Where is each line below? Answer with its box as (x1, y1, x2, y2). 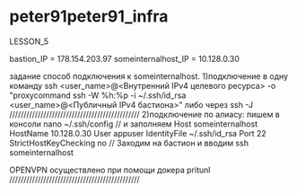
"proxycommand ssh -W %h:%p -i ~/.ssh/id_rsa (9, 90, 187, 101)
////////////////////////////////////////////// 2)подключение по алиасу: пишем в (9, 109, 281, 119)
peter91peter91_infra (9, 6, 169, 27)
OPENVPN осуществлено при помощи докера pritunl (9, 164, 211, 175)
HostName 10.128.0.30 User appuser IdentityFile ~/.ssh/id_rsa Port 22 (9, 127, 266, 138)
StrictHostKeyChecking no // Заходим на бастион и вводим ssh (9, 137, 249, 148)
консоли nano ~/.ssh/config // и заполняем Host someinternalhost (9, 118, 258, 129)
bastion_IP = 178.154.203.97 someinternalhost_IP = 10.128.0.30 (9, 53, 240, 64)
